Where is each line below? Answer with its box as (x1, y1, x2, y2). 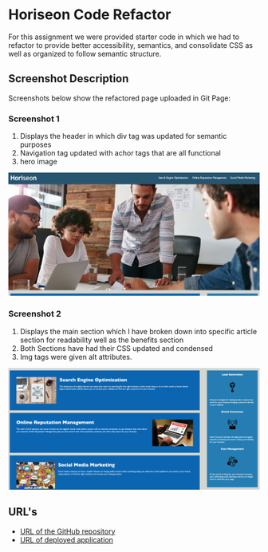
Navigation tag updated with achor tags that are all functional (19, 148, 221, 158)
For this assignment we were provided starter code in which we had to (8, 32, 240, 41)
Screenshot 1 (8, 113, 60, 124)
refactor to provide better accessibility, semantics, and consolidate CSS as (8, 40, 254, 49)
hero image (19, 157, 57, 167)
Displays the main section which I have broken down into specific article (19, 326, 258, 336)
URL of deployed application (19, 534, 114, 544)
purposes (19, 140, 52, 149)
